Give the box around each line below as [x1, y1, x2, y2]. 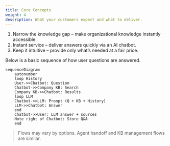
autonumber [14, 72, 38, 77]
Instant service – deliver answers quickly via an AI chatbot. [12, 42, 136, 48]
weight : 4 [5, 12, 27, 17]
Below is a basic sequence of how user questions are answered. [5, 57, 141, 64]
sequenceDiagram [5, 67, 40, 72]
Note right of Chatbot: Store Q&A [14, 116, 88, 122]
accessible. [12, 36, 37, 43]
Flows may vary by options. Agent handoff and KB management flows [17, 130, 165, 136]
